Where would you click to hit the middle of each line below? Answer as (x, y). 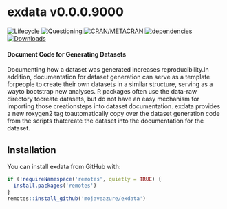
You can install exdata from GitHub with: (64, 166)
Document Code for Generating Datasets (67, 54)
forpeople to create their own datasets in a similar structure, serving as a (110, 84)
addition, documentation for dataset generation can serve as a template (109, 77)
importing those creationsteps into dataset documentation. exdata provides (114, 106)
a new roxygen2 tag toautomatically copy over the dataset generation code (113, 114)
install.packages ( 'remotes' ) (55, 186)
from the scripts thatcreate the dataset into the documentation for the (106, 121)
